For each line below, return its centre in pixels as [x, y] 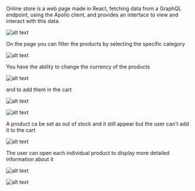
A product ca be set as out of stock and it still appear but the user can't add [97, 124]
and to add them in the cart [39, 90]
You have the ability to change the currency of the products [78, 67]
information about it [30, 159]
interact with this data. [33, 21]
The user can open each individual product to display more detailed [88, 153]
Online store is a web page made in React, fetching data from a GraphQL [94, 9]
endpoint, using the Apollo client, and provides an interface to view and [92, 15]
